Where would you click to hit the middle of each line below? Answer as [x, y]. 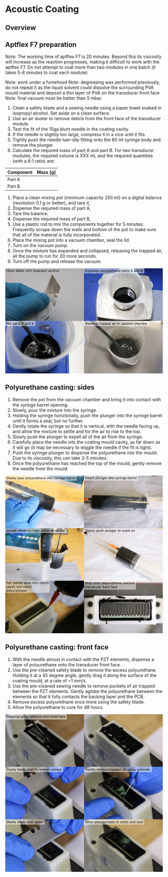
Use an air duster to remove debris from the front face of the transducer [86, 119]
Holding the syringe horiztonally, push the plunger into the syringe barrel [87, 415]
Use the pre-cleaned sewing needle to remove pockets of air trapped [83, 686]
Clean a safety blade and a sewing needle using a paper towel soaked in [87, 108]
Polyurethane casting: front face [57, 647]
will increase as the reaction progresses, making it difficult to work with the [82, 62]
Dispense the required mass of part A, [51, 208]
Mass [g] [46, 172]
